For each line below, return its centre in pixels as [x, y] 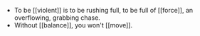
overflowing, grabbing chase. [57, 18]
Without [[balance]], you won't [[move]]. [73, 25]
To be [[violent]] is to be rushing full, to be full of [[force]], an [104, 10]
